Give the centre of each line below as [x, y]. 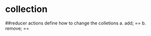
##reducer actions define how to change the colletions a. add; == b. [76, 23]
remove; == [17, 28]
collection [26, 9]
